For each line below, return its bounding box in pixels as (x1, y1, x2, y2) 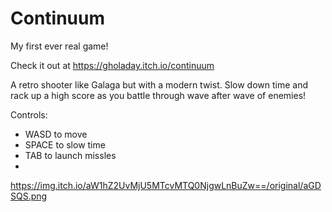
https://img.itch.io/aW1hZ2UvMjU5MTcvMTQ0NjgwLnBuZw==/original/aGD (10, 179, 322, 191)
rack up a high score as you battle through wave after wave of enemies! (10, 89, 307, 101)
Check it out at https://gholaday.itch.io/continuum (10, 59, 215, 71)
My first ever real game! (10, 40, 109, 52)
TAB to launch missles (24, 149, 117, 161)
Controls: (10, 108, 48, 121)
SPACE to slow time (24, 138, 106, 151)
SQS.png (10, 190, 48, 202)
